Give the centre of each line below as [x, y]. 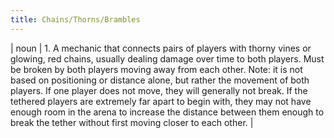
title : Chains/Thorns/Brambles [75, 19]
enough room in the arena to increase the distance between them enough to [167, 112]
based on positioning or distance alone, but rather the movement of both [160, 80]
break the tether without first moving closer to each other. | [132, 122]
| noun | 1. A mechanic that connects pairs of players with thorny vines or [161, 48]
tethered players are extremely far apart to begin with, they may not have [161, 101]
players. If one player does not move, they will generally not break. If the [159, 90]
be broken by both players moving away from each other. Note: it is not [156, 69]
